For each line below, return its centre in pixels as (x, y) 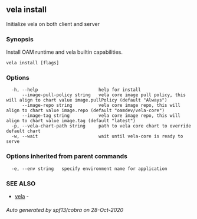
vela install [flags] (33, 63)
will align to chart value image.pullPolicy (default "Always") (87, 100)
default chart (24, 131)
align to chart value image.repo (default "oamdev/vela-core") (86, 111)
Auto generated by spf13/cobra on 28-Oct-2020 (65, 210)
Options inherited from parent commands (67, 156)
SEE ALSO (21, 184)
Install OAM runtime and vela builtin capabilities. (64, 52)
